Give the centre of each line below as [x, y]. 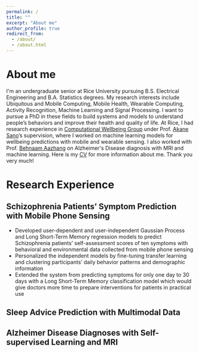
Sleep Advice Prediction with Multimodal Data [94, 313]
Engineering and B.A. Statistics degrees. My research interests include [93, 97]
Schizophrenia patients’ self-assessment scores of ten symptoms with [101, 243]
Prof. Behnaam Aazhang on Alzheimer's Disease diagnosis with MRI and [95, 148]
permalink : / [22, 12]
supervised [28, 342]
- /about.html [29, 45]
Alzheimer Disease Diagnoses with [73, 332]
